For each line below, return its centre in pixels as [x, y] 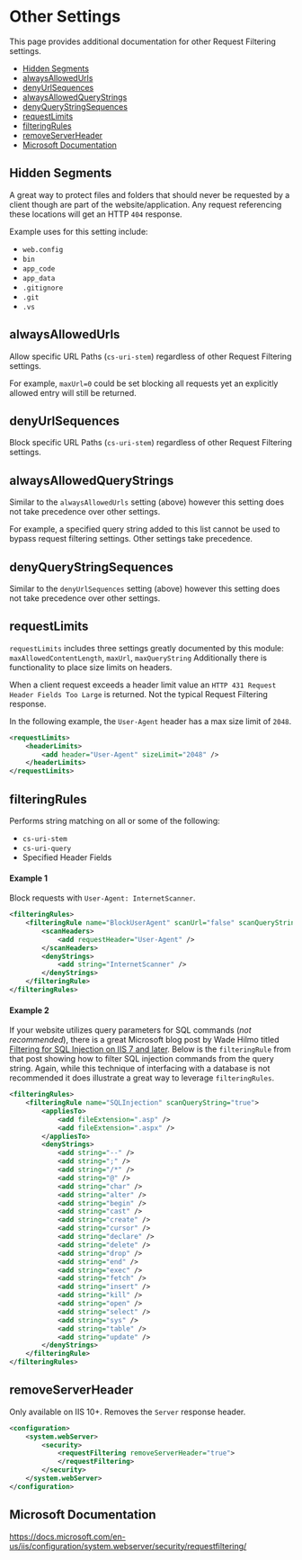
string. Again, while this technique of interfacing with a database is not [140, 1069]
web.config [43, 249]
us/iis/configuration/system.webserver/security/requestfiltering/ [128, 1546]
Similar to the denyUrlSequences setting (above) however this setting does [145, 588]
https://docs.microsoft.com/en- [67, 1537]
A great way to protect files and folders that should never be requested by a [150, 194]
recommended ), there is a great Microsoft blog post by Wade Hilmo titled [145, 1040]
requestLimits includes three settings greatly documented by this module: [147, 648]
